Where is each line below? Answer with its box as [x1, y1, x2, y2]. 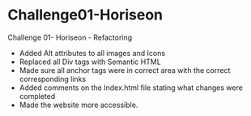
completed [19, 91, 56, 101]
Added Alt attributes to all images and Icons [19, 48, 166, 58]
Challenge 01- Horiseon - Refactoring [7, 32, 133, 42]
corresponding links [19, 74, 87, 84]
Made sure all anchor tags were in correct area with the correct [19, 65, 231, 75]
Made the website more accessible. [19, 100, 138, 110]
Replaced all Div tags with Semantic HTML [19, 57, 161, 67]
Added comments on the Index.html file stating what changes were [19, 83, 244, 92]
